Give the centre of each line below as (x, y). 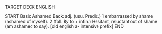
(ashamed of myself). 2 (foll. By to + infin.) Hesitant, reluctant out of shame (81, 21)
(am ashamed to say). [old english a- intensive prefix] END (65, 26)
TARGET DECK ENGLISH (30, 7)
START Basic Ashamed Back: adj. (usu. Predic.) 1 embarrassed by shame (79, 16)
